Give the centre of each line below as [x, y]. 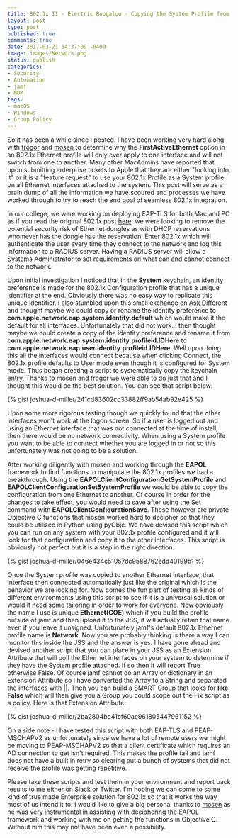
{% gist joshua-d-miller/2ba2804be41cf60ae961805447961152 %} [105, 716]
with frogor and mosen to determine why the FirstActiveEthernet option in [116, 147]
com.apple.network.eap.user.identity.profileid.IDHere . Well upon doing [114, 347]
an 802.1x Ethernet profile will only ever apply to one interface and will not [115, 155]
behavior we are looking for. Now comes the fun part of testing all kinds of [116, 590]
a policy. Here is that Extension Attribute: [67, 703]
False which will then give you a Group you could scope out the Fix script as [119, 695]
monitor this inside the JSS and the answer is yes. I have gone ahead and [114, 642]
